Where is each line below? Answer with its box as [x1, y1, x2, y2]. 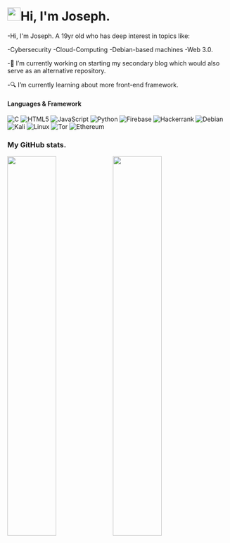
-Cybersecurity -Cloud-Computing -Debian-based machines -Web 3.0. [7, 45, 213, 54]
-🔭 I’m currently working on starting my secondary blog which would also [7, 58, 220, 67]
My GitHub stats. [7, 140, 67, 150]
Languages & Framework [7, 99, 82, 108]
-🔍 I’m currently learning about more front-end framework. [7, 80, 179, 89]
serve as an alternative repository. [7, 66, 106, 75]
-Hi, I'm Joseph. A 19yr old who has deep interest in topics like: [7, 32, 190, 40]
